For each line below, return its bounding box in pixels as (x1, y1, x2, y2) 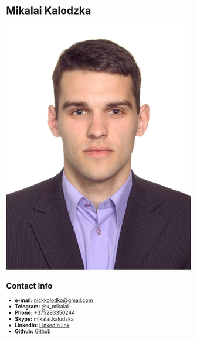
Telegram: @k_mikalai (14, 303, 69, 310)
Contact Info (6, 281, 53, 291)
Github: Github (14, 328, 51, 335)
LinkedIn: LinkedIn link (14, 321, 70, 328)
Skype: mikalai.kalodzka (14, 315, 74, 322)
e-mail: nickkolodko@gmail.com (14, 297, 93, 304)
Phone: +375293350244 (14, 309, 75, 316)
